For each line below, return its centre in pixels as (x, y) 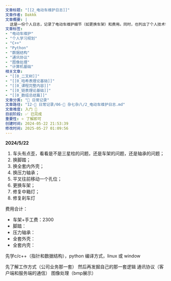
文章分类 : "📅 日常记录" (27, 100)
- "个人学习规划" (21, 39)
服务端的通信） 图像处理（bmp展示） (58, 273)
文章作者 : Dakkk (21, 15)
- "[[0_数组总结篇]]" (26, 95)
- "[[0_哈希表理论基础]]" (30, 81)
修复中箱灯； (26, 191)
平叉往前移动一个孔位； (37, 179)
